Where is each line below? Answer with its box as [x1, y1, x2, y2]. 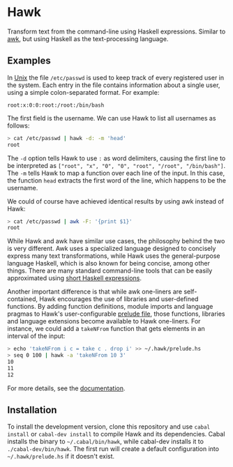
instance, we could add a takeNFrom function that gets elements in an [7, 325, 205, 333]
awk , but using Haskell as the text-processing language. [7, 34, 169, 43]
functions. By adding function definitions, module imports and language [7, 303, 213, 311]
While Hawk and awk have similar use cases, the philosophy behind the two [7, 237, 225, 245]
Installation [7, 404, 57, 416]
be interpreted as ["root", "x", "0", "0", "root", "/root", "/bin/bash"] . [7, 161, 225, 169]
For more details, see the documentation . [7, 384, 126, 392]
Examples [7, 55, 51, 67]
